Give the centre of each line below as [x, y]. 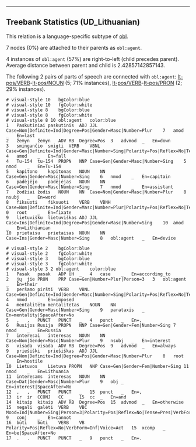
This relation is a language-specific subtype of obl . [67, 36]
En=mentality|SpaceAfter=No [40, 315]
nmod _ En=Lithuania [37, 371]
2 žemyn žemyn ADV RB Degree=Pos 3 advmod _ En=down [88, 141]
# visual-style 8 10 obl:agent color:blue [61, 120]
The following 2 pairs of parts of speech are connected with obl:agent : [91, 76]
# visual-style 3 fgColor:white [49, 264]
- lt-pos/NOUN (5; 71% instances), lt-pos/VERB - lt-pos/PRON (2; [106, 83]
